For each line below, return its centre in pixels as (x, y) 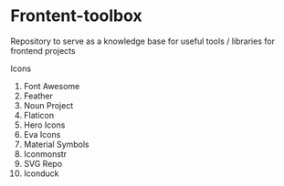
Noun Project (48, 105)
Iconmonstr (45, 154)
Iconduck (41, 173)
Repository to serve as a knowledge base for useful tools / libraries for (142, 41)
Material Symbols (56, 144)
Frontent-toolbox (76, 16)
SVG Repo (43, 163)
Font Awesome (52, 86)
